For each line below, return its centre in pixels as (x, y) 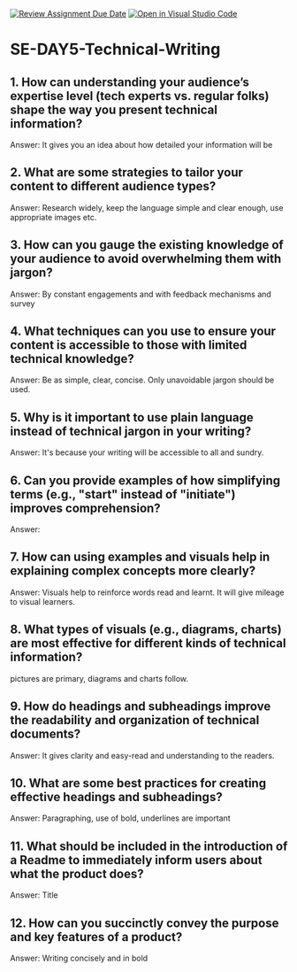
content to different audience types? (113, 186)
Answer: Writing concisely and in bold (79, 958)
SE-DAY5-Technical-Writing (115, 50)
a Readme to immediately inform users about (137, 860)
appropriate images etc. (53, 217)
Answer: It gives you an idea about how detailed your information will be (141, 145)
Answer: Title (34, 895)
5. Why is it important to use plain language (132, 417)
